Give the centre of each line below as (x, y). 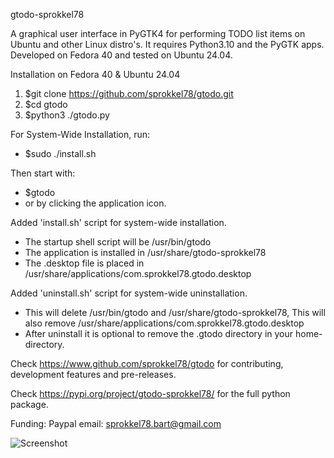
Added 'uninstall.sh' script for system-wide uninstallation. (129, 293)
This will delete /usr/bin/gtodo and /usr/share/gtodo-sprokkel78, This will (175, 312)
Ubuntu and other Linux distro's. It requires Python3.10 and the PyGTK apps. (167, 44)
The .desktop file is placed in (84, 263)
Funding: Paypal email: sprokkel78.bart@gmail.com (116, 423)
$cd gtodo (46, 104)
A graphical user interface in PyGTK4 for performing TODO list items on (158, 33)
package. (29, 404)
